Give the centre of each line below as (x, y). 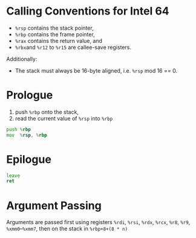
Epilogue (29, 159)
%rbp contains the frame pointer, (55, 34)
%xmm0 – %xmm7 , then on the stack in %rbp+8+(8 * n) (67, 229)
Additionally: (22, 59)
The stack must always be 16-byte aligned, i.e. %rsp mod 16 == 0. (96, 70)
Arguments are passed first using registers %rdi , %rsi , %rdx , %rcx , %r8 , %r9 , (98, 222)
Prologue (30, 95)
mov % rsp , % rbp (27, 135)
